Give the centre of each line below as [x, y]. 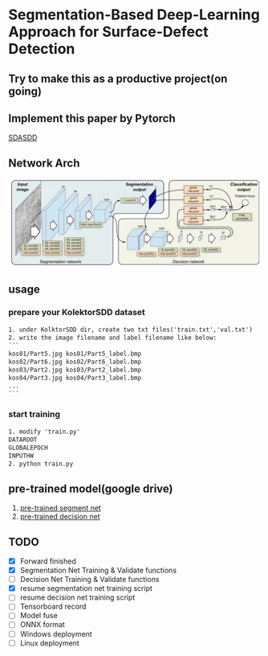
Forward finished [48, 561]
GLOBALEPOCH [28, 448]
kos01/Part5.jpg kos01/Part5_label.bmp [75, 354]
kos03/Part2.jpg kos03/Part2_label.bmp [75, 370]
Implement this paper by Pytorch [92, 118]
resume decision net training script [77, 597]
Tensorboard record [53, 607]
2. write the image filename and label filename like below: [113, 338]
